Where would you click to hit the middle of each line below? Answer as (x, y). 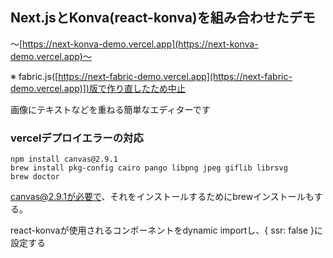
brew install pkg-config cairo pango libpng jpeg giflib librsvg (149, 168)
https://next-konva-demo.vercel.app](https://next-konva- (140, 44)
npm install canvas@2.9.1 (64, 159)
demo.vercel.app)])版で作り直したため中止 (98, 88)
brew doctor (35, 177)
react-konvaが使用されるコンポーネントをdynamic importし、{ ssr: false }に (166, 230)
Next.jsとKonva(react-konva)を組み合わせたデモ (163, 18)
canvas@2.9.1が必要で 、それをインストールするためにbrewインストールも (162, 197)
